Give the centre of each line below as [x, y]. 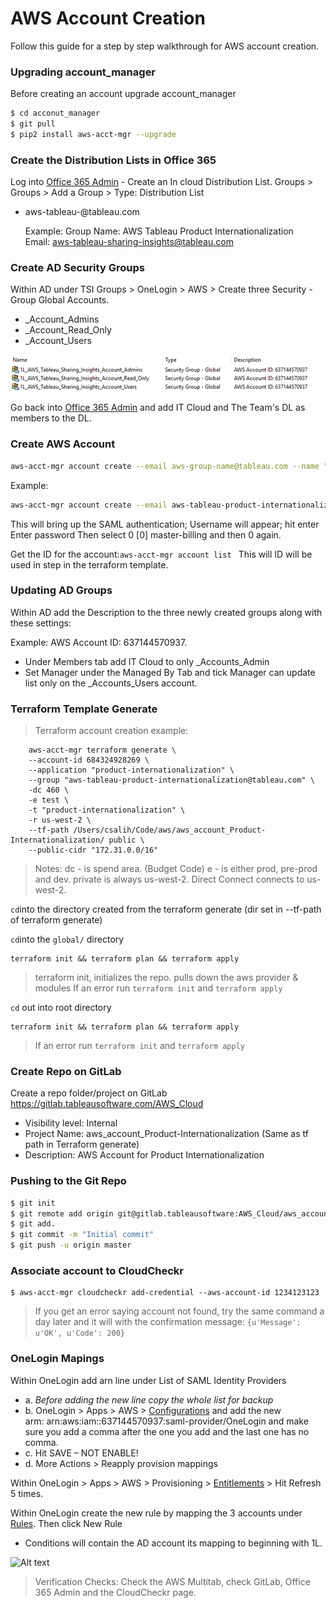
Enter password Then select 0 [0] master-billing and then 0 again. [146, 534]
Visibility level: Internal [71, 1123]
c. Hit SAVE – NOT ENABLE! [81, 1453]
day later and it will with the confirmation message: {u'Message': [168, 1322]
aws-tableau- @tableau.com [82, 212]
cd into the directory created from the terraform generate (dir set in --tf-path [166, 909]
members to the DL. [51, 418]
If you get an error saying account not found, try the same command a [179, 1311]
